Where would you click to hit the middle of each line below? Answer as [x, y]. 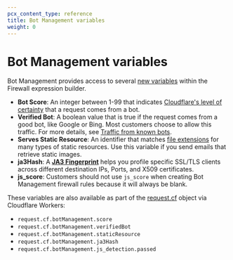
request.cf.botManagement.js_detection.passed [87, 249]
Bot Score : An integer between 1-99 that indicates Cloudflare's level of [120, 102]
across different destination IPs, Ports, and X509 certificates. [106, 169]
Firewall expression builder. [47, 89]
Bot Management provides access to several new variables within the [108, 81]
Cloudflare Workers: [36, 205]
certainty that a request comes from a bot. [79, 110]
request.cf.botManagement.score [65, 220]
